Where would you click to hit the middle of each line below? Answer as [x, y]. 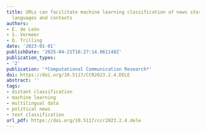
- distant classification [39, 92]
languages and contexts [42, 18]
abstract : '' [23, 80]
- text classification [35, 115]
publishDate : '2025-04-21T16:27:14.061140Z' [64, 52]
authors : [17, 23]
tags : [13, 86]
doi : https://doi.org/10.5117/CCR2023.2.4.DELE [68, 75]
